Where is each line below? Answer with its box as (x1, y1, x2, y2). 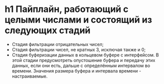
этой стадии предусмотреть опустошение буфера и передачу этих (11, 57, 155, 63)
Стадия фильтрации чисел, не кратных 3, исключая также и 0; (11, 46, 146, 52)
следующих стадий (4, 25, 91, 36)
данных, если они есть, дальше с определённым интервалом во (11, 62, 150, 68)
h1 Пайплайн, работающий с (4, 3, 128, 15)
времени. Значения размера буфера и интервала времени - (11, 67, 141, 73)
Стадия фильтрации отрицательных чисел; (11, 41, 104, 47)
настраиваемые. (11, 73, 48, 79)
